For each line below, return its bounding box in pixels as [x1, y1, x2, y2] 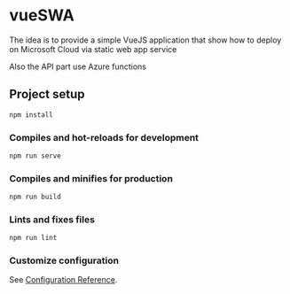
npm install [9, 110, 53, 120]
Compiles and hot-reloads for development [9, 131, 200, 143]
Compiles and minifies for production [9, 172, 173, 184]
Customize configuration [9, 254, 120, 267]
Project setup [9, 87, 86, 102]
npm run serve [9, 151, 62, 160]
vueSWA [9, 5, 75, 26]
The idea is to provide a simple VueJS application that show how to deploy [9, 35, 282, 45]
